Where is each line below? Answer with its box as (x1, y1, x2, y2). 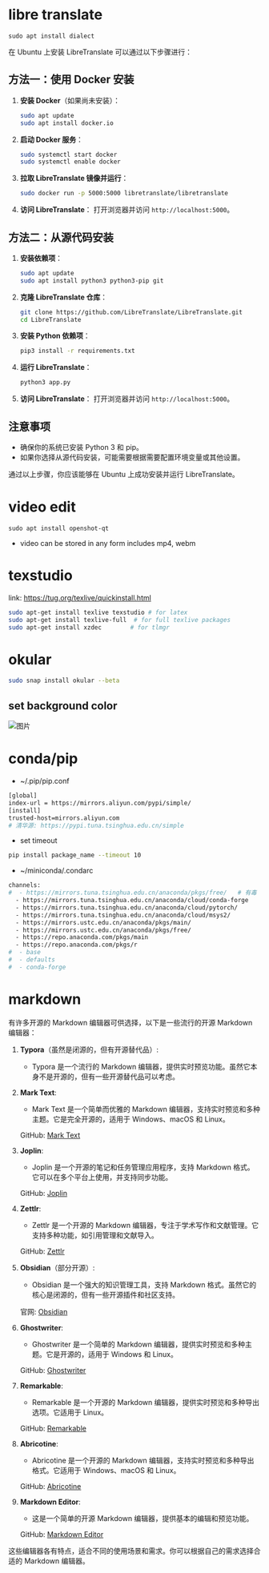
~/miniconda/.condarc (19, 866, 94, 876)
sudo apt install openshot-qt (8, 524, 110, 532)
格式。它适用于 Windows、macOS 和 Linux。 (31, 1465, 181, 1475)
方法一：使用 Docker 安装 (8, 73, 134, 86)
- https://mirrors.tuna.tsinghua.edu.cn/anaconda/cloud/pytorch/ (15, 903, 239, 912)
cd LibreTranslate (19, 315, 82, 323)
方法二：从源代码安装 (8, 231, 114, 244)
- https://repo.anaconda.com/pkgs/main (15, 933, 149, 941)
